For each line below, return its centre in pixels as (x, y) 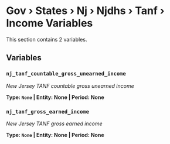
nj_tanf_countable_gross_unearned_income (66, 74)
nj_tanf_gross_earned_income (48, 112)
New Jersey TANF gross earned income (54, 124)
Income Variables (50, 23)
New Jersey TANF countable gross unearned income (70, 85)
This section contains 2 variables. (47, 39)
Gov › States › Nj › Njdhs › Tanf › (85, 11)
